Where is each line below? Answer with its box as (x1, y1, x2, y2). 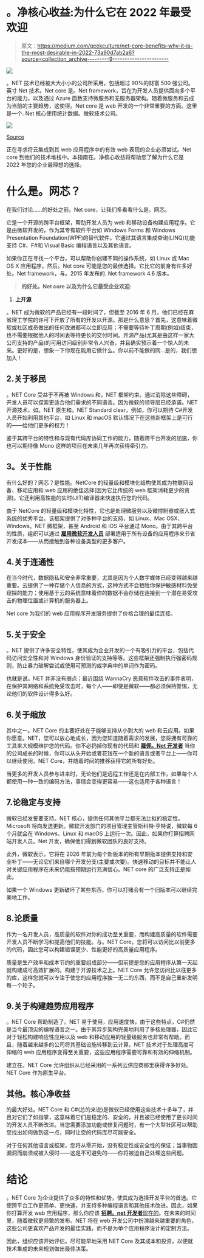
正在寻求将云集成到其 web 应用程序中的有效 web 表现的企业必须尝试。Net (6, 145, 191, 153)
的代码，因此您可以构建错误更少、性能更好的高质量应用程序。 (6, 945, 161, 953)
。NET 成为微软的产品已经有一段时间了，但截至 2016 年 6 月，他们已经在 (6, 308, 189, 316)
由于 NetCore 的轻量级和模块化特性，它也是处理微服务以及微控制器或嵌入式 (6, 507, 195, 514)
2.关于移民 (6, 374, 47, 384)
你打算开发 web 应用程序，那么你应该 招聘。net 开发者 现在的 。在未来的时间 (6, 1209, 196, 1217)
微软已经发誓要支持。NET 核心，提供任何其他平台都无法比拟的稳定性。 (6, 815, 183, 822)
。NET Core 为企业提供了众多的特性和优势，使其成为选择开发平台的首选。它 (6, 1194, 197, 1201)
